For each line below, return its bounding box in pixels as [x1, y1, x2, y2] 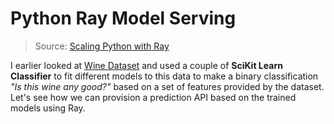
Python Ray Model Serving [10, 7, 237, 30]
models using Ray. [10, 102, 86, 114]
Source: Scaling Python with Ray [34, 40, 170, 52]
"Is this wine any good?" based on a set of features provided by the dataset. [10, 80, 325, 92]
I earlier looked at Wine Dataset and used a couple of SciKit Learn [10, 59, 283, 71]
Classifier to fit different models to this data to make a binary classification [10, 70, 319, 82]
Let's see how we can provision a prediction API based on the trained [10, 91, 297, 103]
